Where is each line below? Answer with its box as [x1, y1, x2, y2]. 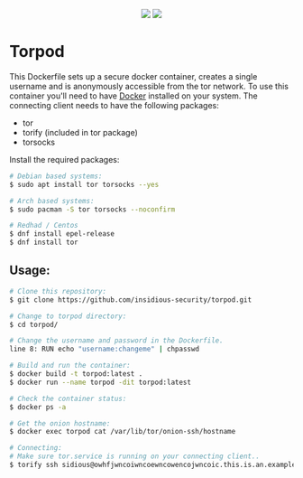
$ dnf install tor [9, 238, 78, 248]
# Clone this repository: [9, 286, 106, 295]
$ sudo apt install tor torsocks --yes [9, 180, 160, 189]
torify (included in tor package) [22, 127, 138, 137]
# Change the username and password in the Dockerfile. [9, 336, 224, 345]
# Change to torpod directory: [9, 312, 127, 321]
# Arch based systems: [9, 196, 95, 205]
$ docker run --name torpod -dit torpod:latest [9, 378, 192, 387]
